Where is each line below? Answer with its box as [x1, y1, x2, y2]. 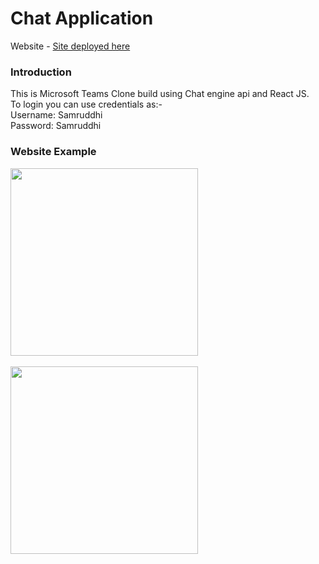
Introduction [10, 65, 72, 79]
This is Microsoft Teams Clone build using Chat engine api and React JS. [10, 88, 310, 100]
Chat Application [10, 7, 154, 30]
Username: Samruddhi [10, 109, 103, 121]
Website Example [10, 145, 97, 159]
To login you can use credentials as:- [10, 98, 163, 111]
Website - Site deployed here [10, 40, 131, 52]
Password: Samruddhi [10, 120, 102, 132]
